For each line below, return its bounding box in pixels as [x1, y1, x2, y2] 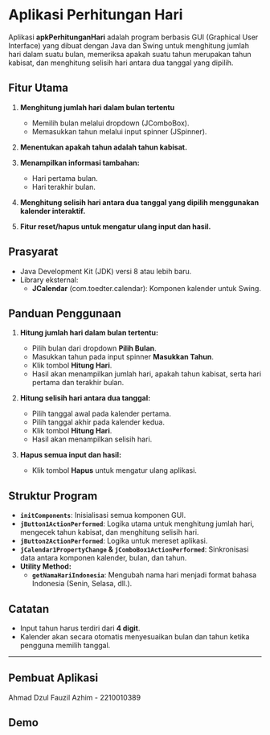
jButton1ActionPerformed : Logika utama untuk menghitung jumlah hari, [19, 519, 255, 528]
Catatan [8, 602, 50, 616]
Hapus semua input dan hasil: [19, 450, 122, 460]
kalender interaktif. [19, 206, 86, 216]
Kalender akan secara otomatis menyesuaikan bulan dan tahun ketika [19, 632, 250, 641]
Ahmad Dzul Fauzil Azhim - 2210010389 [8, 692, 141, 702]
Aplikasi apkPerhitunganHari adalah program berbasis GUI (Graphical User [8, 32, 259, 42]
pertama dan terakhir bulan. [31, 378, 125, 388]
